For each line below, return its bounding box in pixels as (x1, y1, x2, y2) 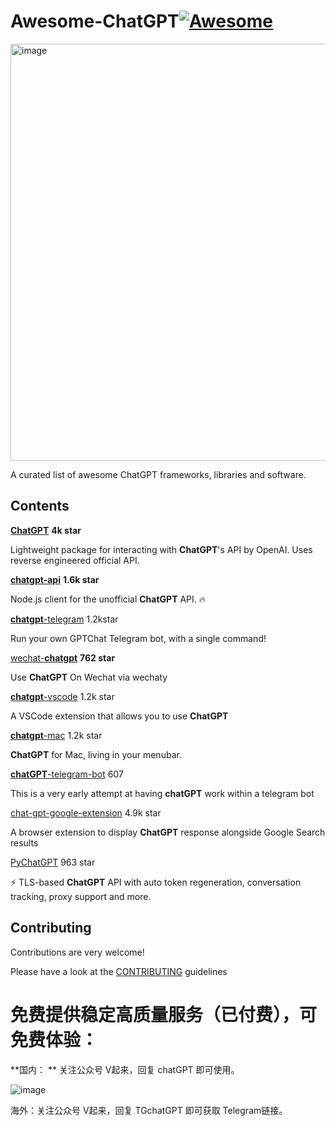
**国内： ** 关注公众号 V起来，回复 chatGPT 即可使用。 (10, 1063, 240, 1075)
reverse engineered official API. (10, 554, 140, 566)
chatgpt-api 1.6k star (10, 573, 100, 585)
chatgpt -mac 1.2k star (10, 729, 103, 741)
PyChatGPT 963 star (10, 856, 96, 868)
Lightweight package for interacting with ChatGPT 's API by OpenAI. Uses (10, 543, 313, 555)
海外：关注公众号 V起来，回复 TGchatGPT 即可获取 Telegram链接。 (10, 1104, 288, 1116)
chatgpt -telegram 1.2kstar (10, 613, 119, 625)
